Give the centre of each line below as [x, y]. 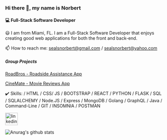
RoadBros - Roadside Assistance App [44, 74]
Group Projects [21, 61]
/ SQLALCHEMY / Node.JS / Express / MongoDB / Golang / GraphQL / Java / [84, 101]
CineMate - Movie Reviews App [38, 83]
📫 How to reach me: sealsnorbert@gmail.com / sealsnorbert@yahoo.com [81, 48]
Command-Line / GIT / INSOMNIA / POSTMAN [53, 106]
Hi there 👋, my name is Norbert [43, 8]
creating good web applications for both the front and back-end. [71, 38]
